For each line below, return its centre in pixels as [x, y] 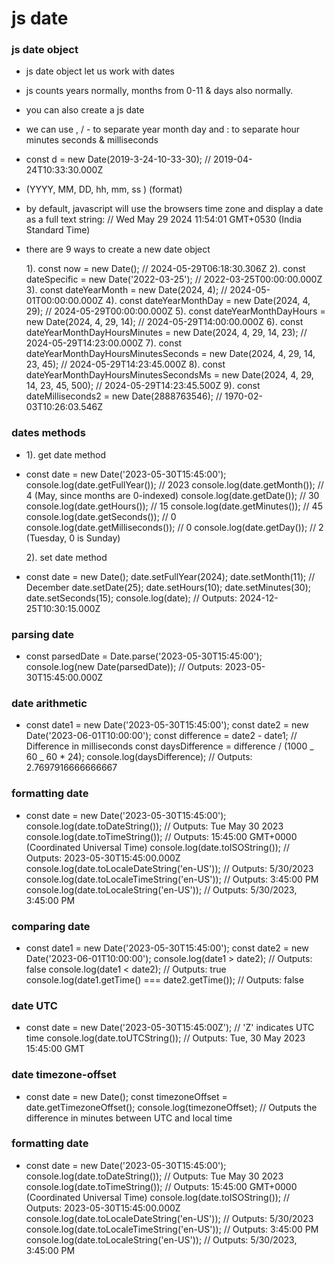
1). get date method [66, 454]
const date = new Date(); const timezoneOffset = [126, 1096]
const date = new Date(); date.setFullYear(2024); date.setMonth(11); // [170, 576]
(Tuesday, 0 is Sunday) [73, 538]
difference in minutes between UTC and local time [129, 1118]
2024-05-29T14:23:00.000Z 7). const [104, 343]
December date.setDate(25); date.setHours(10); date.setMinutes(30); [168, 587]
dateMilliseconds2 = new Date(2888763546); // [124, 396]
